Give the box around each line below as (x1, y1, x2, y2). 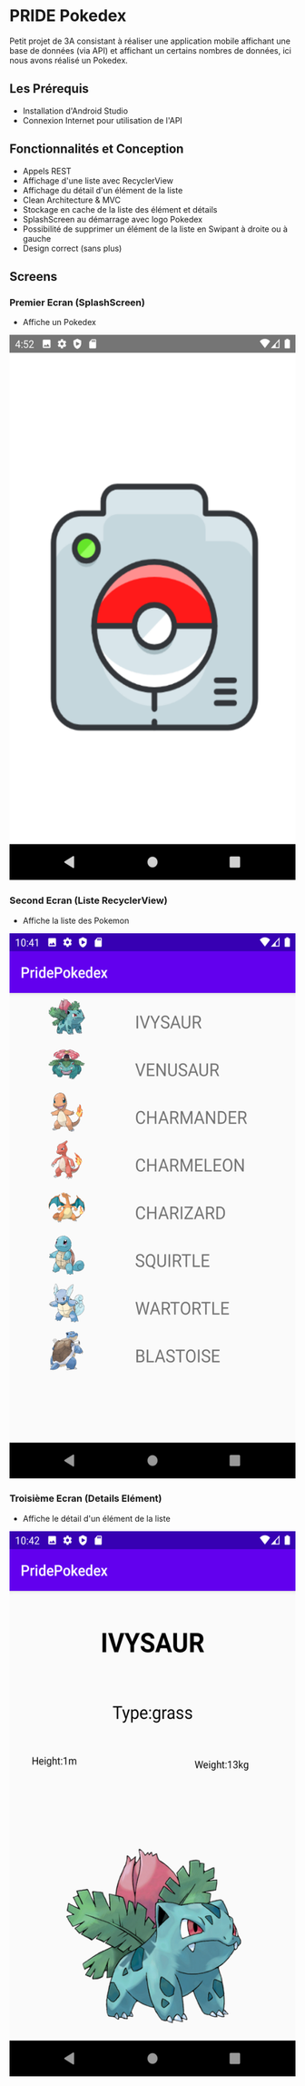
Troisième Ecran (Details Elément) (9, 1492, 162, 1505)
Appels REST (22, 165, 72, 176)
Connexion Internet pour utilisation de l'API (22, 114, 183, 125)
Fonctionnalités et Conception (9, 142, 184, 157)
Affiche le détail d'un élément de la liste (22, 1513, 171, 1524)
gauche (22, 233, 52, 243)
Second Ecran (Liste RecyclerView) (9, 894, 168, 907)
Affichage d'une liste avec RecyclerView (22, 174, 174, 186)
